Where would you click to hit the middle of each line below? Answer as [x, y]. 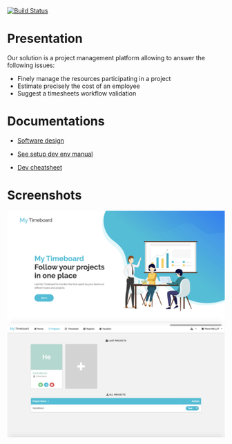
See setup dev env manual [55, 154]
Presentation [45, 39]
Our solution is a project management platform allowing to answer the [106, 57]
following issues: [31, 65]
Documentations [56, 122]
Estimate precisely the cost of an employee [78, 86]
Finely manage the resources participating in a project [94, 78]
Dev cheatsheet [40, 167]
